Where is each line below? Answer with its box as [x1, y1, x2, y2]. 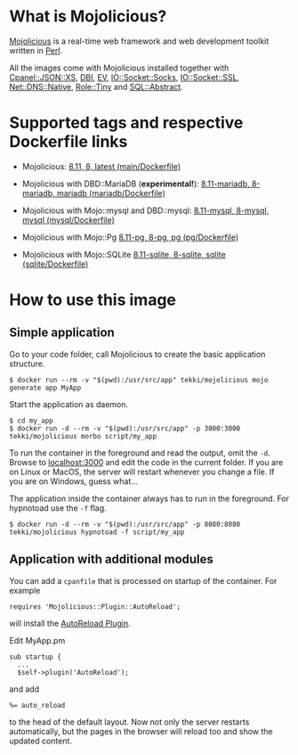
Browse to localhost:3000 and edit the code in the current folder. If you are [9, 456, 284, 467]
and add [9, 684, 40, 694]
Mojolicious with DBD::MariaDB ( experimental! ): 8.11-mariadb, [21, 178, 250, 189]
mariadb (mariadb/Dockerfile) [56, 187, 166, 198]
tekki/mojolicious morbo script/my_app [9, 431, 157, 440]
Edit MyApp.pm [9, 635, 66, 645]
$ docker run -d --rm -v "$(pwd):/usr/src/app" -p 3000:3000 [9, 423, 241, 433]
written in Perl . [9, 45, 63, 55]
